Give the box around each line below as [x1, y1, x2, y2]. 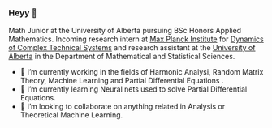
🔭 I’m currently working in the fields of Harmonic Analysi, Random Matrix [19, 67, 264, 77]
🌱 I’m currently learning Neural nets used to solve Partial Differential [19, 84, 248, 94]
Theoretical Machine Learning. [19, 110, 123, 120]
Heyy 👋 [8, 7, 37, 19]
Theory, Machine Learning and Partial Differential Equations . [19, 76, 224, 86]
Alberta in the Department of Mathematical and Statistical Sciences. [8, 52, 235, 62]
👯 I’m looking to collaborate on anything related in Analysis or [19, 101, 226, 112]
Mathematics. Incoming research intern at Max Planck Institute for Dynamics [8, 34, 264, 44]
